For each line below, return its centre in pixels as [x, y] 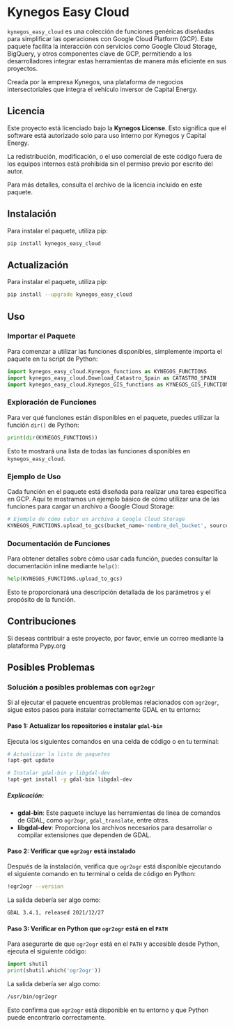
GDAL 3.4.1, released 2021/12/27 [56, 913]
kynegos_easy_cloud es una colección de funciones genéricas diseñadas [111, 31]
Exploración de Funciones [52, 403]
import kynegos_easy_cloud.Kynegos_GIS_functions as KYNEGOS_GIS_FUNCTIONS [119, 384]
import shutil [28, 964]
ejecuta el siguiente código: [47, 951]
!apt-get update [31, 761]
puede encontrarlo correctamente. [57, 1017]
